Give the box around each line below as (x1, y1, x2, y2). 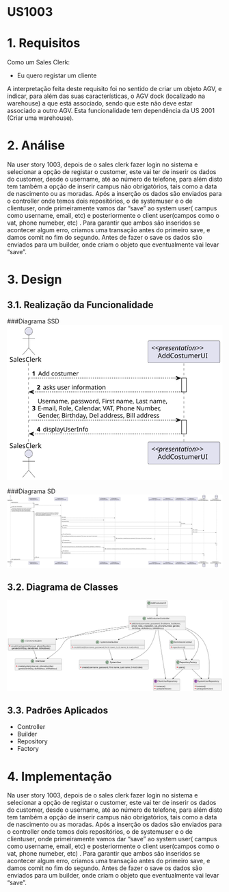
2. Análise (7, 138, 65, 153)
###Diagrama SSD (7, 317, 59, 325)
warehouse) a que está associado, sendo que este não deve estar (7, 99, 193, 108)
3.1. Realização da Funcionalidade (7, 299, 154, 310)
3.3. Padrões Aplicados (7, 704, 108, 716)
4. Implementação (7, 769, 112, 784)
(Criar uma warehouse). (7, 114, 74, 122)
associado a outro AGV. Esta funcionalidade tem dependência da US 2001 (7, 107, 215, 115)
